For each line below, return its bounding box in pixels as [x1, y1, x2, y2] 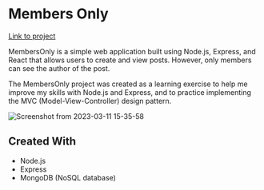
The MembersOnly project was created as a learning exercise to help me [8, 79, 248, 89]
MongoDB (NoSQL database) [19, 172, 116, 182]
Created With [8, 135, 76, 148]
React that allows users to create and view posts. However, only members [8, 55, 252, 65]
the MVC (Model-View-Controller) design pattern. [8, 96, 172, 105]
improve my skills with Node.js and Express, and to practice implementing [8, 87, 252, 97]
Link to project [8, 31, 56, 41]
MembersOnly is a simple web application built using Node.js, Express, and [8, 46, 256, 56]
